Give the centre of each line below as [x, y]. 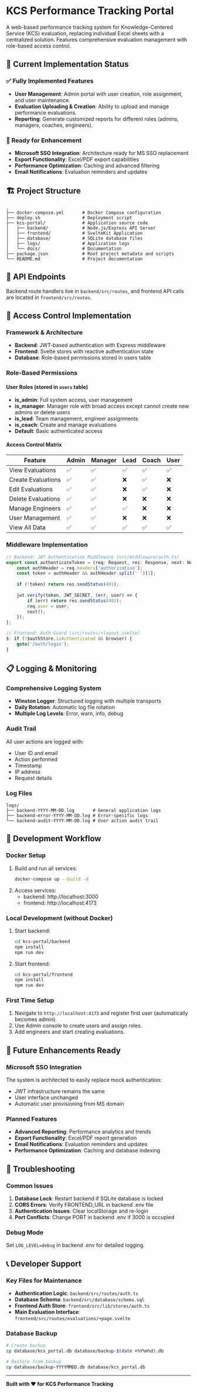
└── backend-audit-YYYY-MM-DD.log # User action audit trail [82, 821]
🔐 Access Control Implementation [69, 315]
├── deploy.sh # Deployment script [69, 218]
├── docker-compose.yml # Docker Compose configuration [84, 213]
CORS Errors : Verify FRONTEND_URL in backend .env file [84, 1205]
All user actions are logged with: [45, 741]
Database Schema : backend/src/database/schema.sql [79, 1300]
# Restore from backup [34, 1362]
